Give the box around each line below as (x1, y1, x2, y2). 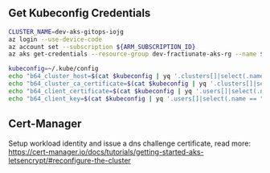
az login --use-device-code (8, 35, 103, 43)
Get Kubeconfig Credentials (8, 6, 151, 20)
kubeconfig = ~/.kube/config (8, 64, 99, 73)
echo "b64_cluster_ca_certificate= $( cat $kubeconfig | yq (8, 80, 207, 88)
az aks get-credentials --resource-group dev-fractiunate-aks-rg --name (8, 50, 257, 59)
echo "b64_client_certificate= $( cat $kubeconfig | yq (8, 87, 193, 95)
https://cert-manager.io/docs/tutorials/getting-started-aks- (8, 146, 204, 156)
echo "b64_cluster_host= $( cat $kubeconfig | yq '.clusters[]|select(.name (8, 72, 264, 80)
